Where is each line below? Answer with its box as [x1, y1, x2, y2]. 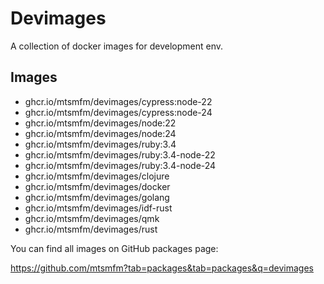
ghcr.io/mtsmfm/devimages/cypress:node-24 [24, 106, 213, 118]
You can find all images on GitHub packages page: [10, 242, 219, 254]
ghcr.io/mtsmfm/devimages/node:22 [24, 117, 177, 129]
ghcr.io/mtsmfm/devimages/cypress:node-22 [24, 95, 213, 107]
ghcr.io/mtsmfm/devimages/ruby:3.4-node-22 [24, 148, 216, 161]
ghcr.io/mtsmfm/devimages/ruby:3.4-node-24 [24, 159, 217, 171]
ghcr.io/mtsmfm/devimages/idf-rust [24, 202, 173, 214]
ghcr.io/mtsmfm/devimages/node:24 [24, 127, 177, 139]
